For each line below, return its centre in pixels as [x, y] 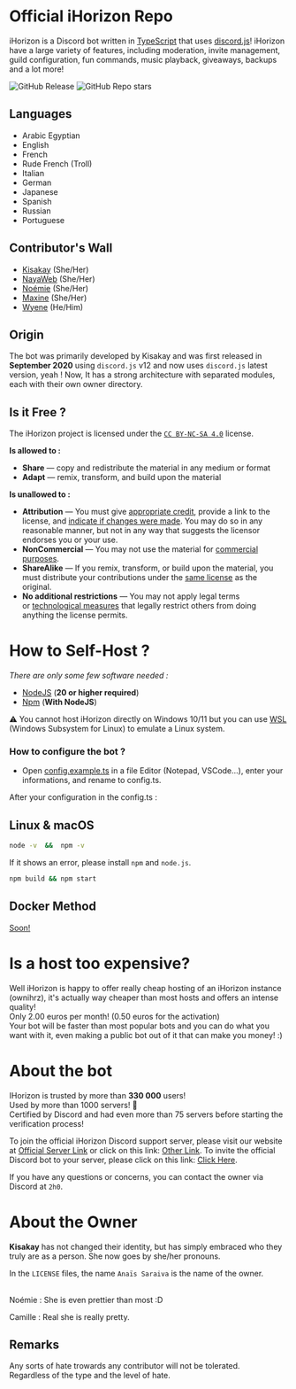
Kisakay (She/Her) [55, 269]
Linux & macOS [52, 825]
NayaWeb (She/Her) [58, 279]
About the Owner [73, 1222]
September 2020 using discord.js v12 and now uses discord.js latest [138, 366]
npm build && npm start [53, 879]
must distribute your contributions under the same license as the [140, 578]
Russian [36, 211]
